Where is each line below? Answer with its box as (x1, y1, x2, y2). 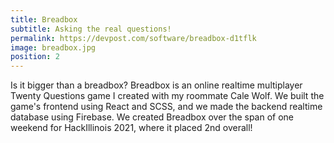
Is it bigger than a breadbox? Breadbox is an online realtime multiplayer (10, 79, 303, 91)
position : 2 (10, 52, 60, 62)
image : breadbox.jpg (10, 42, 97, 53)
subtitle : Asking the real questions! (10, 24, 172, 34)
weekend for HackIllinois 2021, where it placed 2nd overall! (10, 122, 253, 134)
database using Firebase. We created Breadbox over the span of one (10, 111, 295, 123)
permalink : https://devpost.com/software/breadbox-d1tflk (10, 33, 257, 43)
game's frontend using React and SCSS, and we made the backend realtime (10, 101, 323, 113)
